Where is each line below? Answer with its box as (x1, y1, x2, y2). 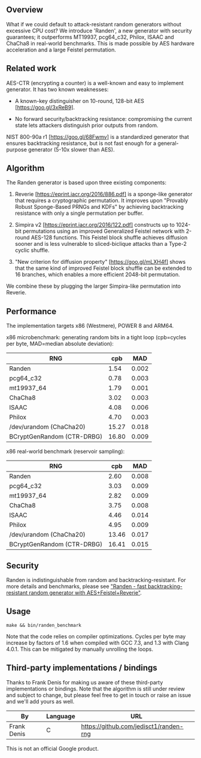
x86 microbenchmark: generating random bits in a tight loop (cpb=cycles (6, 334, 187, 341)
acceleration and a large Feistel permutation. (6, 46, 117, 53)
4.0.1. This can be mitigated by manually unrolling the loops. (6, 646, 154, 653)
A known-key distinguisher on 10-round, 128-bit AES (14, 97, 145, 104)
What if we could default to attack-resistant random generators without (6, 20, 181, 28)
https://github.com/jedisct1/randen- (81, 722, 184, 730)
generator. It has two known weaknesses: (6, 86, 109, 93)
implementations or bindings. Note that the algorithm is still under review (6, 685, 185, 692)
